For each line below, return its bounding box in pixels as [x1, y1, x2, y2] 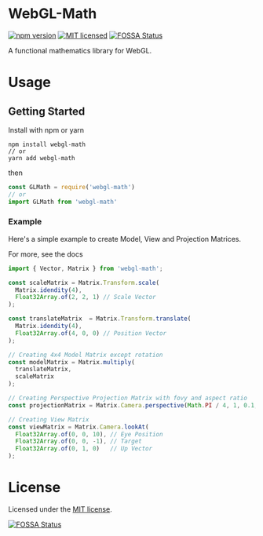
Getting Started [8, 104, 86, 118]
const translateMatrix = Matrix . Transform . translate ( [8, 315, 192, 323]
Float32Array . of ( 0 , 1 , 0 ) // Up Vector [15, 445, 153, 453]
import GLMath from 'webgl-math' [8, 198, 118, 206]
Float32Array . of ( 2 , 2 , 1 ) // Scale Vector [15, 294, 156, 301]
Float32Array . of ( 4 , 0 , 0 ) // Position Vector [15, 329, 167, 337]
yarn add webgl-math [8, 154, 76, 162]
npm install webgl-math [8, 140, 86, 148]
